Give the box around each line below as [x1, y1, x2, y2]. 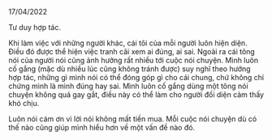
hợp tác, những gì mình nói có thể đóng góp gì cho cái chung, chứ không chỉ [8, 73, 265, 82]
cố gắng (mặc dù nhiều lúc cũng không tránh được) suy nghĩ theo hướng [8, 64, 251, 74]
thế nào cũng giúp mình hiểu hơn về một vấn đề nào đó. [8, 123, 196, 132]
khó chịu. [8, 99, 40, 108]
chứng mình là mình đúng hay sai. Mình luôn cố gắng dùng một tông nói [8, 81, 249, 91]
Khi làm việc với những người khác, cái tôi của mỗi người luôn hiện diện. [8, 38, 248, 48]
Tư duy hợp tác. [8, 23, 61, 32]
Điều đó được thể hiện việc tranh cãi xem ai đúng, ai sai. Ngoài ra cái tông [8, 47, 256, 56]
